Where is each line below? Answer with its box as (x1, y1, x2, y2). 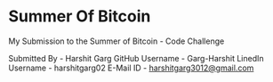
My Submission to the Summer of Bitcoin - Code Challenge (8, 36, 225, 46)
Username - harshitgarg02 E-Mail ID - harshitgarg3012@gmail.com (8, 62, 254, 73)
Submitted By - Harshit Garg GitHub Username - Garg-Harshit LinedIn (8, 53, 264, 63)
